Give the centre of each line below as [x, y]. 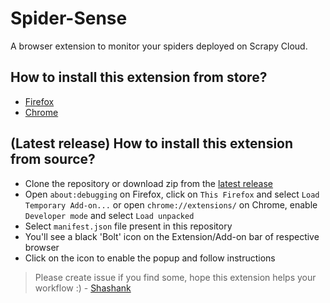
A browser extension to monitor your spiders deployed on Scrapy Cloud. [159, 46]
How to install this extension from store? [139, 77]
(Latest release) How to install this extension [152, 143]
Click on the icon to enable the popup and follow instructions [150, 258]
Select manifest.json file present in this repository [128, 226]
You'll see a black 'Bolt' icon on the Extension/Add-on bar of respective [172, 236]
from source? [53, 159]
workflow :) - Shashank [83, 288]
